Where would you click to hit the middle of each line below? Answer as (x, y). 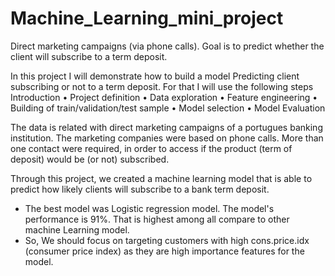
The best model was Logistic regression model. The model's (149, 208)
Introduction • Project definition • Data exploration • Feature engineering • (164, 97)
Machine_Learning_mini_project (147, 18)
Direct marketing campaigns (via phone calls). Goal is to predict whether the (167, 46)
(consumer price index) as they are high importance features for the (164, 251)
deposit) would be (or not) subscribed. (90, 159)
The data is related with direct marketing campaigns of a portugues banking (166, 127)
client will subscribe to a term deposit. (89, 56)
